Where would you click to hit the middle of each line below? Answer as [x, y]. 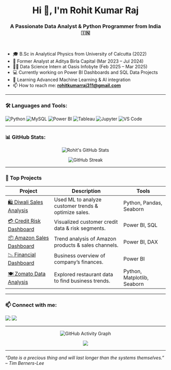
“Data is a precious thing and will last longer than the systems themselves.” [85, 358]
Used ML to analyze [78, 200]
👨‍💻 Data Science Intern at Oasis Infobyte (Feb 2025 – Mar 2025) [80, 67]
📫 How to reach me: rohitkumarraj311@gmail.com [67, 86]
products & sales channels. [86, 245]
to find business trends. [82, 281]
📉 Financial [22, 255]
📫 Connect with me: [31, 305]
